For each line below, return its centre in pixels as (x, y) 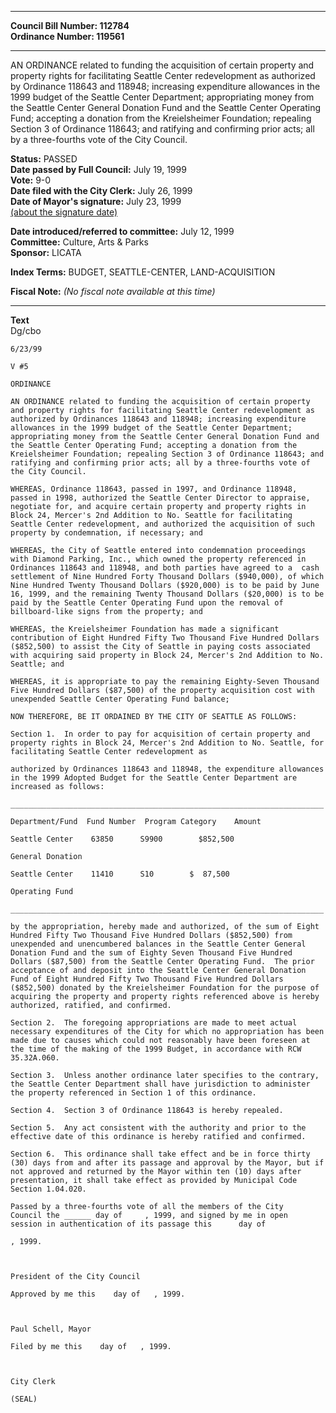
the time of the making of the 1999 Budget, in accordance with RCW (156, 1049)
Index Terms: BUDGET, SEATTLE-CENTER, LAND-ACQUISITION (143, 272)
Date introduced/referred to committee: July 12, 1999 (122, 231)
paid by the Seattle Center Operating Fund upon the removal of (147, 603)
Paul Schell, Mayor (51, 1329)
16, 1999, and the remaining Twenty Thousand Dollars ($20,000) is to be (167, 594)
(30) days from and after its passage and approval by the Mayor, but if (167, 1163)
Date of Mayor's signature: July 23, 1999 (96, 201)
